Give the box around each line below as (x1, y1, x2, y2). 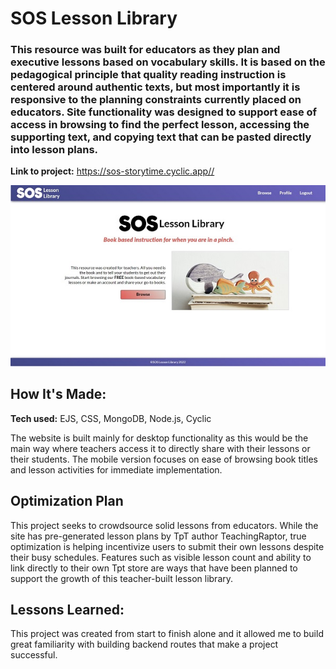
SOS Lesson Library (10, 7, 178, 30)
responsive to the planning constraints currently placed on (10, 93, 302, 107)
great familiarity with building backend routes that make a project (10, 638, 279, 651)
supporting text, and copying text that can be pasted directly (10, 130, 312, 144)
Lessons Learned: (10, 601, 125, 618)
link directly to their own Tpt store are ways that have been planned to (10, 562, 298, 574)
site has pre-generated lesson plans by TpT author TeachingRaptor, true (10, 530, 307, 542)
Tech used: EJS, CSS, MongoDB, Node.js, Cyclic (10, 412, 212, 424)
